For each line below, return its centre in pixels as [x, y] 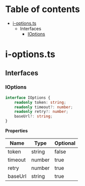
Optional [65, 143]
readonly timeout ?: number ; [44, 107]
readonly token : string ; [40, 102]
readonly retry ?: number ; [41, 112]
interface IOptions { [28, 98]
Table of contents [43, 9]
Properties [17, 131]
